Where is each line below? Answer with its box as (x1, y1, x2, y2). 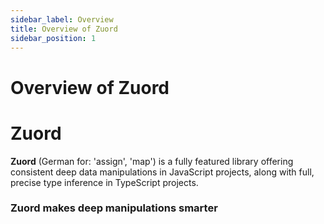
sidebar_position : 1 (10, 33, 97, 43)
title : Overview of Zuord (10, 24, 118, 34)
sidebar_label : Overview (10, 14, 114, 25)
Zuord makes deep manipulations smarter (10, 201, 218, 215)
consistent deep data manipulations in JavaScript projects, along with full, (10, 166, 315, 178)
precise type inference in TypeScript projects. (10, 176, 199, 188)
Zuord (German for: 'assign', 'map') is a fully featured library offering (10, 155, 294, 167)
